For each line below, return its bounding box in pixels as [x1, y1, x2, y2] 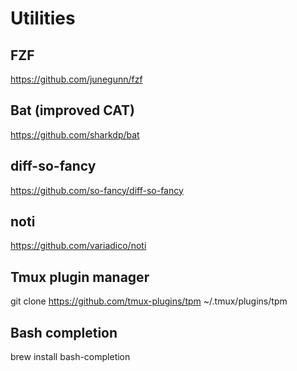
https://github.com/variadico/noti [10, 240, 147, 252]
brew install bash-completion [10, 351, 131, 363]
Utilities [10, 7, 76, 30]
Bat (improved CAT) [10, 102, 135, 119]
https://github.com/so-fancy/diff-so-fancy [10, 184, 184, 196]
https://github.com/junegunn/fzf [10, 73, 143, 85]
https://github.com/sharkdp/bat [10, 128, 140, 141]
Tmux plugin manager [10, 268, 150, 286]
